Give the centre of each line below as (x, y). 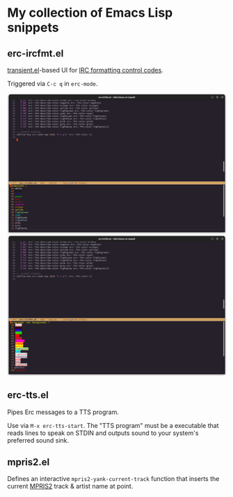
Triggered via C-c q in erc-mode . (53, 84)
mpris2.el (29, 462)
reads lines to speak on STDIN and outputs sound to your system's (103, 433)
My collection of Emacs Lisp (90, 13)
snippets (33, 28)
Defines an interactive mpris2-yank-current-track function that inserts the (113, 479)
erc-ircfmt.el (35, 53)
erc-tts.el (28, 395)
